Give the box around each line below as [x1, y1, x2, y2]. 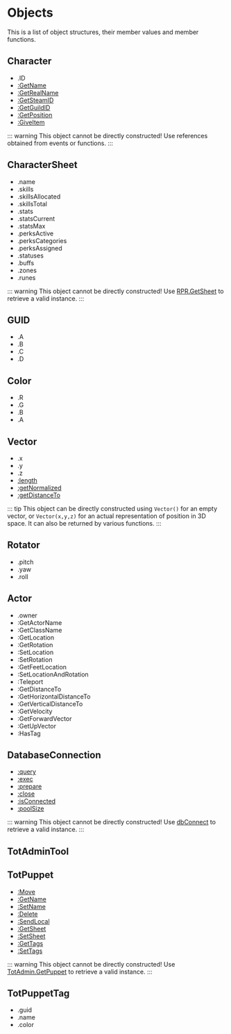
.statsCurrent [17, 214, 55, 223]
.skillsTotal [17, 199, 47, 208]
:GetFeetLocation [17, 662, 67, 671]
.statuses [17, 251, 44, 260]
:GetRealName [17, 88, 59, 97]
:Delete [17, 910, 38, 918]
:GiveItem [17, 118, 45, 126]
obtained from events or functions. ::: [7, 139, 113, 147]
